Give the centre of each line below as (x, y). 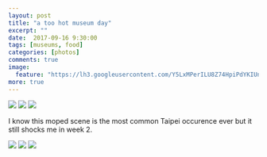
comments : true (33, 60)
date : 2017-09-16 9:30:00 (53, 38)
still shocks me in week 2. (50, 129)
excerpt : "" (28, 30)
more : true (26, 82)
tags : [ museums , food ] (46, 45)
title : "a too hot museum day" (60, 23)
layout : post (30, 15)
